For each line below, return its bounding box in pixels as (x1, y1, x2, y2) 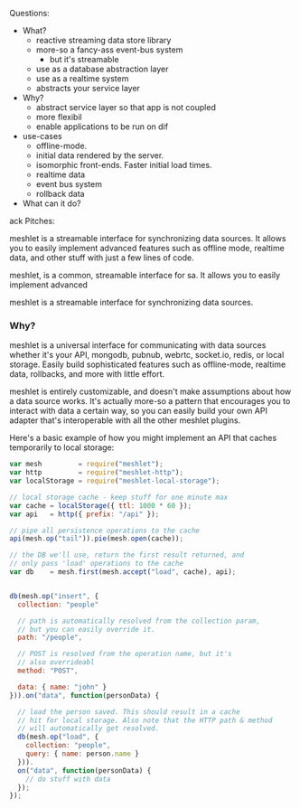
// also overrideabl (17, 658, 95, 667)
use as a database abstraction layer (35, 63, 169, 74)
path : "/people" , (17, 633, 83, 643)
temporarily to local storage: (9, 442, 115, 453)
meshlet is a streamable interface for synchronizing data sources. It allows (9, 233, 286, 243)
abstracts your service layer (35, 83, 140, 93)
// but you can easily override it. (17, 625, 155, 634)
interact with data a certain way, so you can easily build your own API (9, 406, 268, 417)
